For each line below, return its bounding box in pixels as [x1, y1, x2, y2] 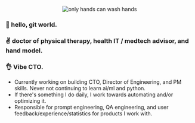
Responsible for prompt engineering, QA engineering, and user [14, 104, 169, 111]
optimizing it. [14, 97, 47, 105]
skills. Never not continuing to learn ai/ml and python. [14, 85, 146, 92]
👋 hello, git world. [5, 20, 57, 29]
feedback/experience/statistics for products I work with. [14, 110, 153, 117]
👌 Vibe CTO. [5, 62, 44, 71]
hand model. [5, 46, 43, 55]
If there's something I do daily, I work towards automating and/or [14, 91, 174, 98]
